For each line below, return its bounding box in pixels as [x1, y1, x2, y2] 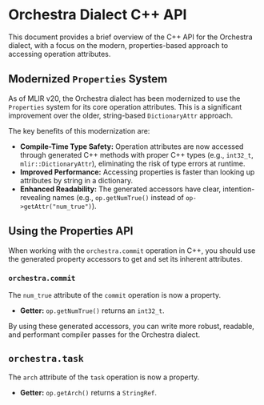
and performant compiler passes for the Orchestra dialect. [8, 330, 201, 339]
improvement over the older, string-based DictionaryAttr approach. [8, 110, 234, 120]
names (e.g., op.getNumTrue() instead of [52, 192, 184, 202]
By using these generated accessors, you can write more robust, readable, [8, 321, 254, 331]
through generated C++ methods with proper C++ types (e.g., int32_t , [19, 150, 254, 159]
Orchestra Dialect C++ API [8, 6, 187, 24]
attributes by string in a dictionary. [19, 175, 134, 185]
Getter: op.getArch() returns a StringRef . [19, 387, 158, 397]
